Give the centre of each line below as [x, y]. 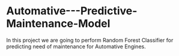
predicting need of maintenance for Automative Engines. [76, 46]
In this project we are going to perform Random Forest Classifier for [90, 40]
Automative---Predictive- [72, 11]
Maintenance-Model [58, 24]
